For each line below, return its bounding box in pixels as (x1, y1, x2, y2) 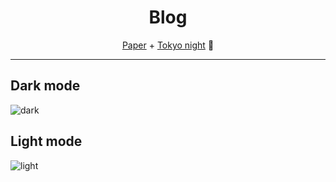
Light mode (10, 133, 83, 150)
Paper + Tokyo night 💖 (121, 39, 215, 51)
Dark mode (10, 77, 81, 95)
